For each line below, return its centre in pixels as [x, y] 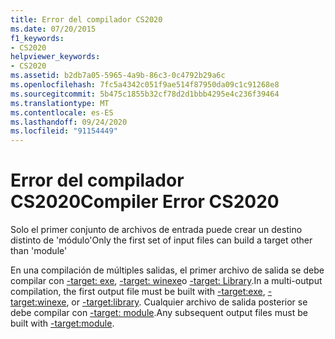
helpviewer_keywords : [55, 57]
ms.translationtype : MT [60, 103]
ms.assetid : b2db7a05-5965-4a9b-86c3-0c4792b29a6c [118, 76]
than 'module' [39, 251]
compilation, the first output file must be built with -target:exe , [138, 292]
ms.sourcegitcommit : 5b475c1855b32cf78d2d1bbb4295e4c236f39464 [145, 94]
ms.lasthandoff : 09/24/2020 [69, 122]
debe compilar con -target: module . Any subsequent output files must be [159, 313]
